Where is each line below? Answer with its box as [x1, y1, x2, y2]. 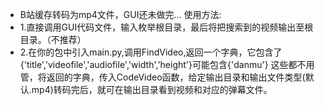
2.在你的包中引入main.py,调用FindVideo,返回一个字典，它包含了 [19, 46, 283, 58]
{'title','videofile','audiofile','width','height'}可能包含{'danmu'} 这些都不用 [19, 59, 315, 70]
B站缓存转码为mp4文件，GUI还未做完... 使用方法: [19, 9, 222, 20]
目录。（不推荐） [19, 34, 87, 45]
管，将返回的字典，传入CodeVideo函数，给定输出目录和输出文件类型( [19, 71, 306, 83]
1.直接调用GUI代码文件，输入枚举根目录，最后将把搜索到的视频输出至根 [19, 21, 314, 33]
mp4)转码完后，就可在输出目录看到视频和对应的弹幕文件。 [31, 84, 273, 95]
